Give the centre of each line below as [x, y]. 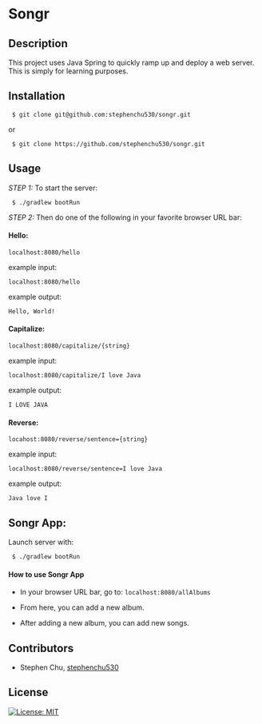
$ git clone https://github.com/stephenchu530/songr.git [108, 144]
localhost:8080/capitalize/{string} [69, 346]
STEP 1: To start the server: [53, 188]
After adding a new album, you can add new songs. [104, 623]
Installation [37, 96]
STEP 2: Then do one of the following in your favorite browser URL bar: [125, 217]
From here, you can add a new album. [82, 607]
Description [38, 44]
